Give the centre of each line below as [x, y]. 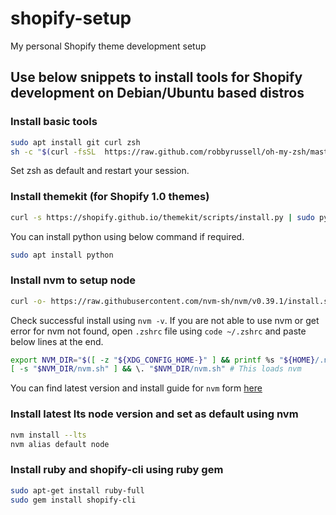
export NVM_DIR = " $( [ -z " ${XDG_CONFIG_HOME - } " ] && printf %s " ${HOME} [163, 360]
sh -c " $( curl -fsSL [53, 152]
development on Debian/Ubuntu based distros [157, 93]
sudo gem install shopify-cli [73, 500]
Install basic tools [54, 122]
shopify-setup [71, 18]
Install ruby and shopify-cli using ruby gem [117, 470]
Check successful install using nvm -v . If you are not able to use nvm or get [165, 320]
